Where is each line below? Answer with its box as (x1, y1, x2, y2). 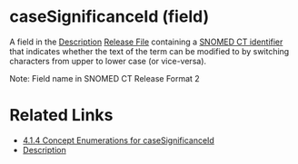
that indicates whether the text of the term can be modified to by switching (9, 45, 290, 56)
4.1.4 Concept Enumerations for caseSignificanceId (22, 134, 215, 146)
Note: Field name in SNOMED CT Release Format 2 (9, 72, 200, 83)
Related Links (9, 105, 114, 126)
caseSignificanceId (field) (9, 6, 210, 27)
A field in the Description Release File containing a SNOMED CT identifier (9, 36, 283, 47)
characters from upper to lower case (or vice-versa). (9, 55, 207, 66)
